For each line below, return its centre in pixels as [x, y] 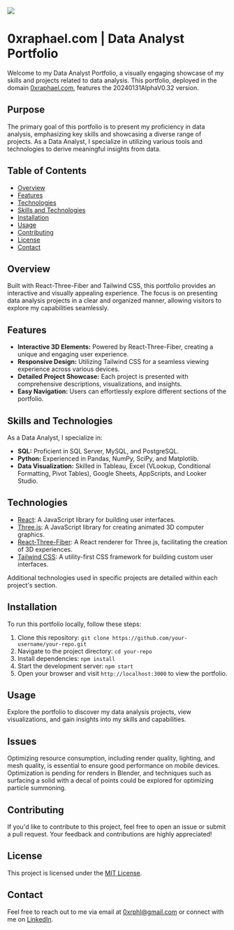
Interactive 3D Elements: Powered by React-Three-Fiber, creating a [115, 347]
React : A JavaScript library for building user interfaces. [96, 519]
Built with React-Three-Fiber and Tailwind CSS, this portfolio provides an [111, 286]
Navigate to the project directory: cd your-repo [85, 651]
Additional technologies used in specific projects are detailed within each [112, 577]
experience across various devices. [68, 369]
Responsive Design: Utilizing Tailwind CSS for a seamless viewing [113, 362]
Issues [22, 741]
